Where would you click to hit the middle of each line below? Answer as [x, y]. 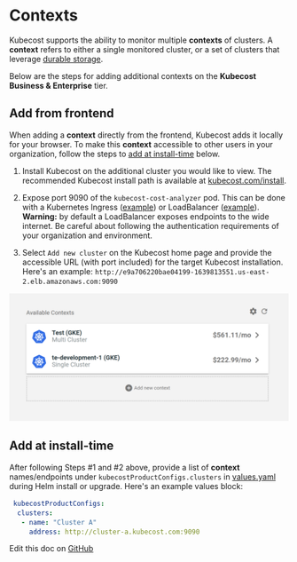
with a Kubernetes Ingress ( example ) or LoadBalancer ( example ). [141, 207]
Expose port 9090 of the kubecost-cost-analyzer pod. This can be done [153, 197]
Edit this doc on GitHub [51, 549]
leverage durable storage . [56, 59]
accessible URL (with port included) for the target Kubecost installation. [152, 262]
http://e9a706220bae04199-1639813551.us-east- [182, 272]
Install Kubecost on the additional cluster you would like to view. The [147, 170]
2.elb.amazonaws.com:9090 [70, 281]
